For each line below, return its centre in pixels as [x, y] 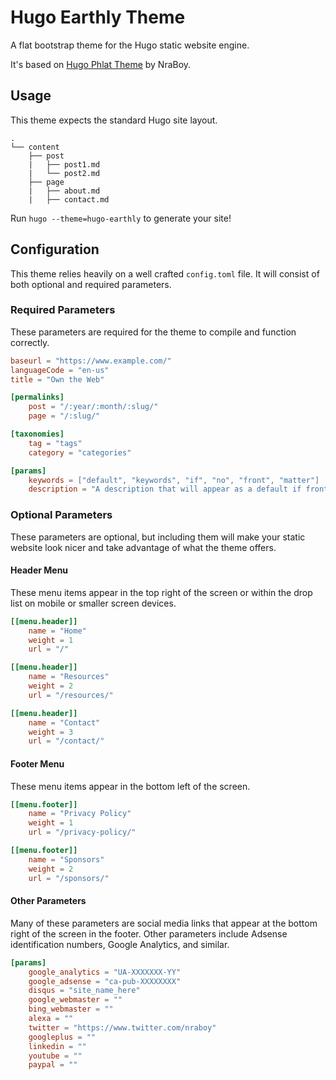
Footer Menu [37, 763]
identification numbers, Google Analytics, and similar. [120, 944]
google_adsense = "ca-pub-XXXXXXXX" [105, 981]
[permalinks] [37, 397]
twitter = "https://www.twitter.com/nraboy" [122, 1027]
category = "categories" [80, 452]
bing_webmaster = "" [71, 1009]
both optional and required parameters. [91, 284]
